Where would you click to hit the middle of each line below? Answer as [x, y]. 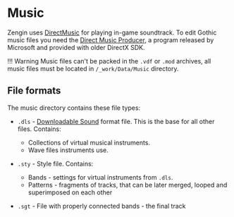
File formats [34, 91]
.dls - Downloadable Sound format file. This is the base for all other [116, 121]
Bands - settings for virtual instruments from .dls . [100, 177]
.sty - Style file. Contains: [55, 163]
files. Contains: [39, 129]
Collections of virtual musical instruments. [89, 142]
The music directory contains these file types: [74, 108]
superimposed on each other [70, 192]
